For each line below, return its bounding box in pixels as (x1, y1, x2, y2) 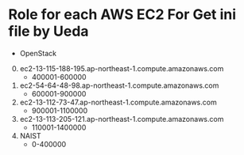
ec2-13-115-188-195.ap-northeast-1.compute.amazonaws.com (19, 63, 224, 73)
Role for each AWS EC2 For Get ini (8, 6, 237, 24)
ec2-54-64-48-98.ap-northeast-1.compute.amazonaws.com (19, 81, 219, 90)
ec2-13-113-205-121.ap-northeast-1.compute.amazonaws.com (19, 114, 224, 123)
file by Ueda (8, 22, 89, 40)
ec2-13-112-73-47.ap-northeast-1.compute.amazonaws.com (19, 97, 217, 107)
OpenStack (19, 48, 57, 58)
